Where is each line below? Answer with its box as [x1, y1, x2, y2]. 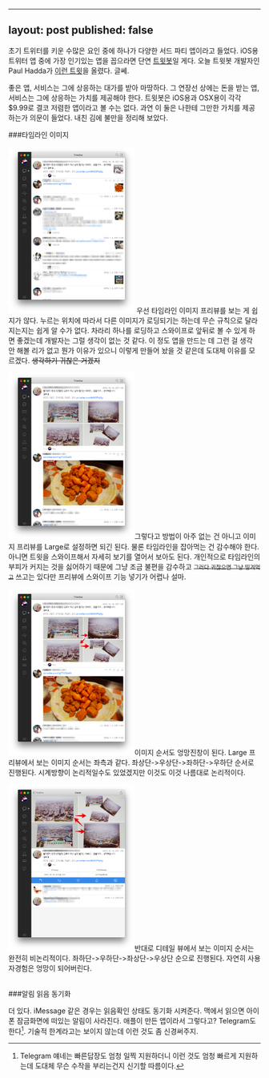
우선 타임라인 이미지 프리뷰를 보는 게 [135, 306, 250, 316]
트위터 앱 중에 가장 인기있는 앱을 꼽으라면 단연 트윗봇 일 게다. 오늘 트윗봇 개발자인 [8, 55, 260, 65]
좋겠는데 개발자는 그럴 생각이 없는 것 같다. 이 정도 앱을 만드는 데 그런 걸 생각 [16, 336, 254, 345]
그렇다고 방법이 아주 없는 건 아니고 [134, 532, 242, 541]
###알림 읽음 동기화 [8, 989, 71, 999]
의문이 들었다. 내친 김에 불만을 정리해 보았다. [29, 113, 168, 123]
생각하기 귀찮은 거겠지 [31, 356, 101, 365]
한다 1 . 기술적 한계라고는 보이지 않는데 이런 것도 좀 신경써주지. [8, 1025, 199, 1036]
